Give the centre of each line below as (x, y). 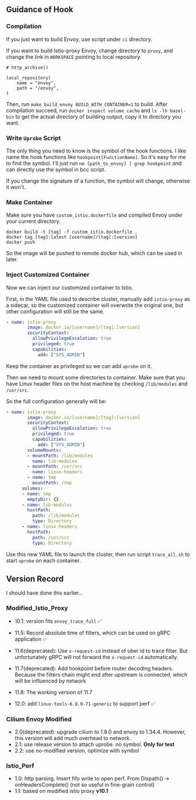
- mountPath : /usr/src (55, 467)
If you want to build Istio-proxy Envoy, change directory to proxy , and (89, 50)
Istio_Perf (20, 765)
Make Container (29, 202)
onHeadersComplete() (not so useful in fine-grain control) (85, 785)
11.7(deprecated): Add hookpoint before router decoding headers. (94, 668)
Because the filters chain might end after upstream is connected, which (101, 674)
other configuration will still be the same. (55, 311)
